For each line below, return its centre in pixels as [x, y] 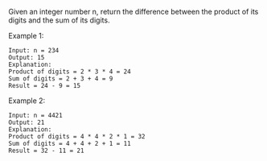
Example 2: [27, 101]
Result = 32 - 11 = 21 [46, 151]
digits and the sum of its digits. [59, 20]
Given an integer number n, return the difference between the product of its [133, 12]
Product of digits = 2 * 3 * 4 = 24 [70, 72]
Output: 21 [27, 122]
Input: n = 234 [34, 51]
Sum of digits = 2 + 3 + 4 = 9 [61, 79]
